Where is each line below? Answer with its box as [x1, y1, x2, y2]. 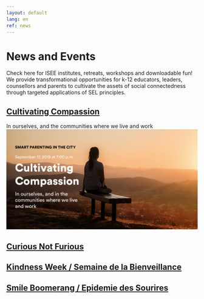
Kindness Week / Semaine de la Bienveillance [6, 262, 182, 272]
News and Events [6, 49, 96, 63]
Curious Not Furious [6, 241, 84, 252]
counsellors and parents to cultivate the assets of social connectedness [6, 82, 186, 90]
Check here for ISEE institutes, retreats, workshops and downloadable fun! [6, 70, 193, 77]
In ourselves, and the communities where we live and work [6, 123, 154, 130]
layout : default [6, 10, 47, 16]
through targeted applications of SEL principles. [6, 89, 126, 96]
